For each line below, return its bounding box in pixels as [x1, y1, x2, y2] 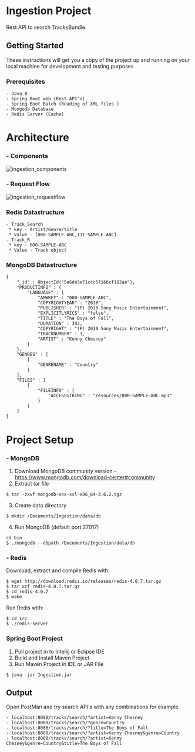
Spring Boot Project [6, 635, 63, 643]
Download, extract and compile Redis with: [6, 567, 110, 574]
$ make [6, 594, 22, 600]
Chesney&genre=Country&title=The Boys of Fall [6, 741, 122, 747]
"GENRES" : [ [16, 352, 49, 358]
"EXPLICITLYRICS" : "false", [37, 311, 109, 316]
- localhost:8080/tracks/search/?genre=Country [6, 720, 125, 726]
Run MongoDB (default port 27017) [14, 523, 99, 530]
